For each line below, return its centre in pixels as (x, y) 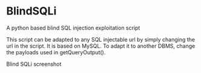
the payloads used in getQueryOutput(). (56, 52)
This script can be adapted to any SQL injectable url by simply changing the (101, 39)
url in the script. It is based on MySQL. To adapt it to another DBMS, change (101, 46)
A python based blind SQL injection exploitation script (73, 28)
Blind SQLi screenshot (34, 64)
